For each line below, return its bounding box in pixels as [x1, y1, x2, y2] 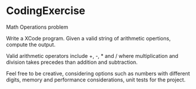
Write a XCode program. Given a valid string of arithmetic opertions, [6, 35, 171, 42]
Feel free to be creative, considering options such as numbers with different [6, 70, 190, 77]
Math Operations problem [6, 23, 69, 30]
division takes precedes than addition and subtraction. [6, 59, 138, 66]
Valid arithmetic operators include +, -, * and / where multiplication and [6, 52, 178, 59]
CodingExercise [6, 4, 85, 18]
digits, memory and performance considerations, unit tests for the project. [6, 76, 186, 83]
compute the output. [6, 41, 56, 48]
